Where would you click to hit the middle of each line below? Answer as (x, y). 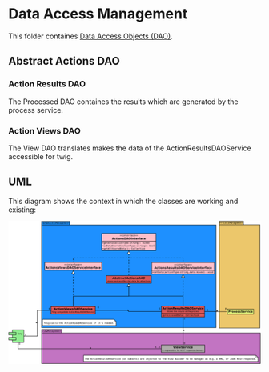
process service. (36, 110)
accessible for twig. (41, 156)
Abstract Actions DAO (64, 61)
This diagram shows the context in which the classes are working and (123, 201)
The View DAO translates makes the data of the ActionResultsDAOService (130, 148)
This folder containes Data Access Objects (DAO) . (91, 36)
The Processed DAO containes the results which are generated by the (123, 102)
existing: (22, 210)
